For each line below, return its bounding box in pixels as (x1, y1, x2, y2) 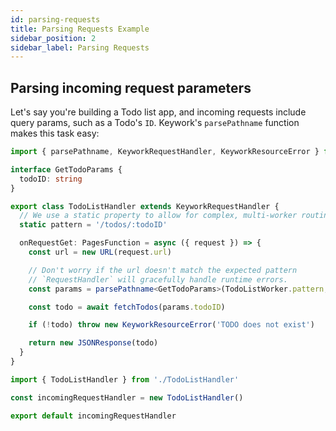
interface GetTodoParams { (10, 164, 123, 175)
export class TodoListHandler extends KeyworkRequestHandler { (10, 201, 280, 211)
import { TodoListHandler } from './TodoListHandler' (10, 374, 240, 385)
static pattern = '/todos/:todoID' (19, 220, 168, 230)
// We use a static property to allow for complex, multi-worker (19, 211, 298, 221)
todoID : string (19, 174, 83, 184)
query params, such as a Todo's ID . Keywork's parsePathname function (10, 117, 300, 129)
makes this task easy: (10, 127, 100, 140)
